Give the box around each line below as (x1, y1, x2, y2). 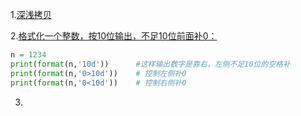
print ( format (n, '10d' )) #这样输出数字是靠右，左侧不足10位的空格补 (10, 59, 291, 69)
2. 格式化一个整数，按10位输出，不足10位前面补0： (10, 30, 218, 42)
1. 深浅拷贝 (10, 9, 52, 20)
